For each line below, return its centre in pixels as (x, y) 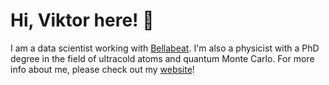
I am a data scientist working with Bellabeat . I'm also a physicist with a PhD (165, 48)
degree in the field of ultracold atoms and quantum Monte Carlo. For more (162, 58)
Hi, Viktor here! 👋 (82, 20)
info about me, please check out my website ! (102, 69)
